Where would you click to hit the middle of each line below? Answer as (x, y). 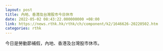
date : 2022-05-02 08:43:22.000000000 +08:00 (52, 19)
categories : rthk (23, 28)
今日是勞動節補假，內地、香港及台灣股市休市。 (53, 43)
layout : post (19, 10)
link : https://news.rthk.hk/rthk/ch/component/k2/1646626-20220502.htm (81, 24)
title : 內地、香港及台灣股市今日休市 (39, 14)
